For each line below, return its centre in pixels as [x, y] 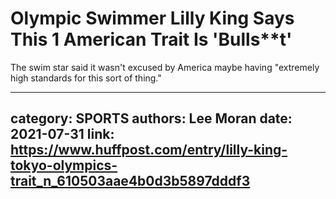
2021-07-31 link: [62, 134]
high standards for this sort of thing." [86, 78]
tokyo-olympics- [64, 165]
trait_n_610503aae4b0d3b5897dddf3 [130, 181]
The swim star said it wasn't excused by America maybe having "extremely [165, 67]
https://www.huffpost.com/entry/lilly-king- [149, 150]
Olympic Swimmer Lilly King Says [152, 18]
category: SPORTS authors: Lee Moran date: [151, 118]
